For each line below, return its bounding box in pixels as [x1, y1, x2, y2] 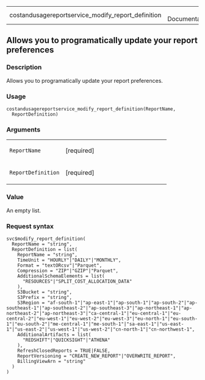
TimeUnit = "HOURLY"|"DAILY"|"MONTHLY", [17, 257, 121, 263]
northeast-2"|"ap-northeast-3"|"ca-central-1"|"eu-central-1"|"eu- [6, 310, 182, 316]
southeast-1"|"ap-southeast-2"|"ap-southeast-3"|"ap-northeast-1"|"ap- [6, 304, 192, 311]
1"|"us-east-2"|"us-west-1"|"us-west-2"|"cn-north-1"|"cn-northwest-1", [6, 326, 195, 332]
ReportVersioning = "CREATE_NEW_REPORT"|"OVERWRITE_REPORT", [17, 353, 176, 359]
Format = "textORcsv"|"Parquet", [17, 262, 103, 269]
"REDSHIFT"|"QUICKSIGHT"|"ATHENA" [22, 337, 111, 343]
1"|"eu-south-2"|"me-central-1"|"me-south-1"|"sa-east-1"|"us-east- [6, 321, 184, 327]
